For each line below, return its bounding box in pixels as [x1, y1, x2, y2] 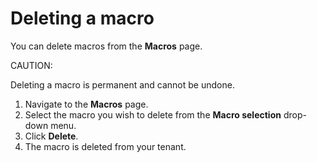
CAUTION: [10, 59, 53, 71]
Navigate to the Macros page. [24, 98, 149, 110]
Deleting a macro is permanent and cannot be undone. [10, 78, 235, 91]
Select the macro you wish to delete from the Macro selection [24, 108, 282, 121]
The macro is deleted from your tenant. [24, 140, 187, 152]
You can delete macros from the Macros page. [10, 40, 203, 52]
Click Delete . [24, 130, 79, 142]
